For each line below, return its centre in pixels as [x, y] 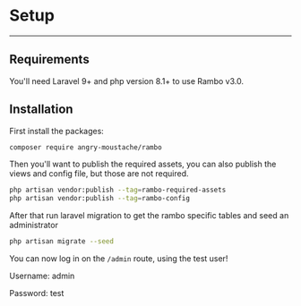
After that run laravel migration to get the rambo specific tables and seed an [149, 216]
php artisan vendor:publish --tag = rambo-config [100, 199]
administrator [34, 225]
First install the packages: [57, 131]
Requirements [49, 59]
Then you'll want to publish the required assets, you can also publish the [143, 164]
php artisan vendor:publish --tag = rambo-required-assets [118, 190]
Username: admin [42, 276]
